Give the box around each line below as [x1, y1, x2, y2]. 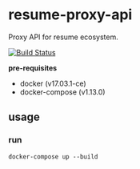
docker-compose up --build [8, 152, 98, 161]
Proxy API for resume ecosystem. [8, 32, 118, 42]
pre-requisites [8, 62, 58, 73]
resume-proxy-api [8, 6, 133, 24]
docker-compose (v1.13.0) [19, 87, 106, 97]
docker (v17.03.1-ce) [19, 78, 86, 88]
